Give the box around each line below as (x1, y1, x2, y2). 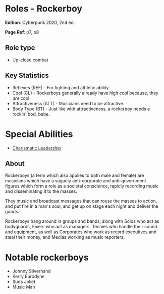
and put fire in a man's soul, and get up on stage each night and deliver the (5, 203, 159, 209)
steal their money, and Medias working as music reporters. (5, 234, 125, 240)
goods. (5, 209, 20, 215)
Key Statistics (5, 71, 49, 80)
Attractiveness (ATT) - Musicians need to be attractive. (12, 100, 125, 106)
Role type (5, 43, 36, 52)
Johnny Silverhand (12, 268, 51, 274)
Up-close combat (12, 57, 49, 63)
